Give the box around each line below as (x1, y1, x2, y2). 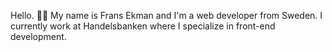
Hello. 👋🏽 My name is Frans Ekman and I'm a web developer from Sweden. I (10, 10, 323, 21)
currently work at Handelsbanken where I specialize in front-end (10, 20, 276, 32)
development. (10, 31, 67, 42)
